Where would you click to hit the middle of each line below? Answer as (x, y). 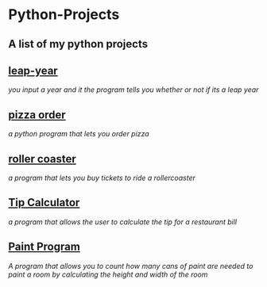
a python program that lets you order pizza (79, 134)
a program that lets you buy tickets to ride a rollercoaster (102, 178)
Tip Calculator (44, 203)
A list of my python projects (78, 44)
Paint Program (44, 247)
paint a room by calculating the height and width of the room (108, 274)
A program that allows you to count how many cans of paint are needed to (131, 266)
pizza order (37, 115)
